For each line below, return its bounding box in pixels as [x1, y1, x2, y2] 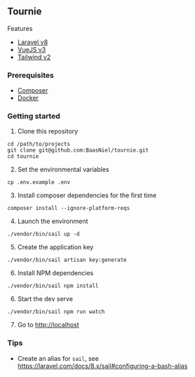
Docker [17, 94, 39, 102]
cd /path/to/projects [7, 140, 71, 148]
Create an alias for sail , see [17, 354, 100, 362]
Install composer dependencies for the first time [17, 191, 156, 199]
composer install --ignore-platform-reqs [7, 205, 130, 212]
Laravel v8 [17, 38, 48, 46]
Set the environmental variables [17, 165, 109, 174]
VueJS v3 [17, 45, 46, 53]
